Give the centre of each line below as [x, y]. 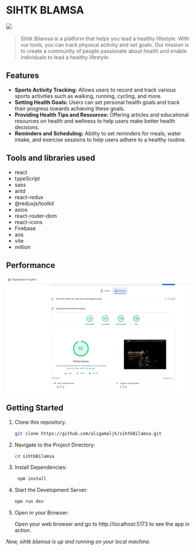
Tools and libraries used [51, 158]
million [23, 247]
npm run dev [29, 502]
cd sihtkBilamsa [34, 456]
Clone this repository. [40, 422]
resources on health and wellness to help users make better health [95, 121]
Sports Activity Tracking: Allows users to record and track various [95, 90]
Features [23, 76]
